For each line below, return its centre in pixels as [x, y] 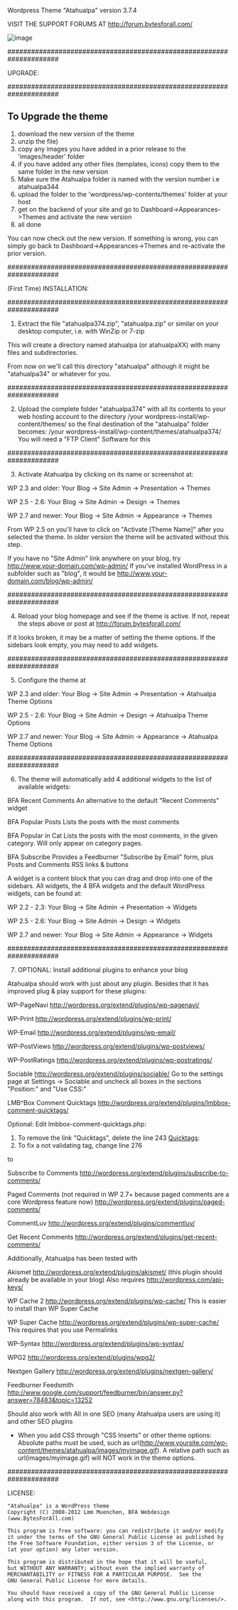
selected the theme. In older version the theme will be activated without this [118, 537]
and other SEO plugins [40, 1421]
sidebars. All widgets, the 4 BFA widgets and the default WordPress [106, 885]
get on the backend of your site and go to [79, 209]
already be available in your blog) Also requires [76, 1279]
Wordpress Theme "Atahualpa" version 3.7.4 [72, 10]
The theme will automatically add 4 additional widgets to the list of [114, 779]
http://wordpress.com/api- [185, 1279]
